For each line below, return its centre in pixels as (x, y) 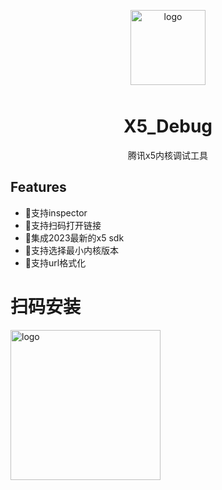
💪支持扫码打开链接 (63, 225)
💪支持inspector (56, 212)
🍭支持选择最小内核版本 (71, 250)
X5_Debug (168, 126)
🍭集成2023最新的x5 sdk (74, 237)
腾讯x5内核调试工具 (168, 155)
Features (38, 187)
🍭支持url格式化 (55, 262)
